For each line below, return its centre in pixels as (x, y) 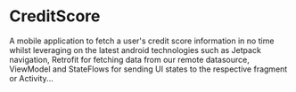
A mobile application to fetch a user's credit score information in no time (142, 41)
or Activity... (31, 78)
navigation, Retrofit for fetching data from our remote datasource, (129, 59)
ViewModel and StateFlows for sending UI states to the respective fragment (148, 69)
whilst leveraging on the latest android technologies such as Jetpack (135, 50)
